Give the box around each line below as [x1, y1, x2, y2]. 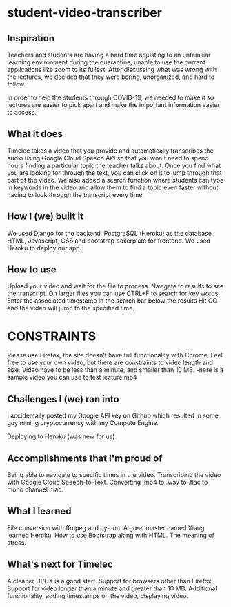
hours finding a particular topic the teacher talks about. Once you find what [7, 161, 221, 169]
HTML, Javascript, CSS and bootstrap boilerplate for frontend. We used [7, 236, 210, 245]
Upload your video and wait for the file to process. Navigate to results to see [7, 282, 224, 290]
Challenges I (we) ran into [7, 393, 119, 405]
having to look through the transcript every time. [7, 190, 145, 198]
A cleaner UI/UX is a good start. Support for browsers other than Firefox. [7, 577, 214, 585]
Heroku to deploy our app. [7, 243, 82, 252]
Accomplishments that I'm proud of [7, 452, 163, 464]
